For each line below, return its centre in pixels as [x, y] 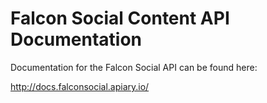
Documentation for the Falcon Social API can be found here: [134, 67]
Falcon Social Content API [120, 18]
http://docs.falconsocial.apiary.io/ [80, 86]
